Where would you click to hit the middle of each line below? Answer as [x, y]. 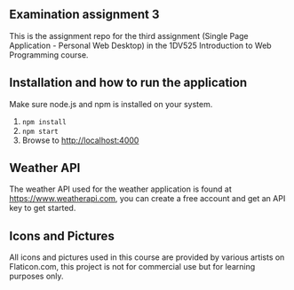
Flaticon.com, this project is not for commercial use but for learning [132, 267]
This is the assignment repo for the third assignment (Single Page [129, 35]
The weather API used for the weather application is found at [121, 189]
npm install [44, 122]
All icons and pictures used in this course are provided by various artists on [147, 257]
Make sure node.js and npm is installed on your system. [111, 104]
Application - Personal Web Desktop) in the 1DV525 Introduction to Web [141, 45]
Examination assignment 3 [84, 15]
